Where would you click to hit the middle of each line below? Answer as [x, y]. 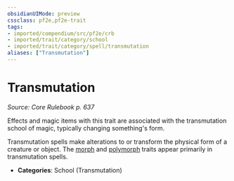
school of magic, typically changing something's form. [86, 128]
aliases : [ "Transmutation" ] [48, 53]
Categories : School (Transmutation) [70, 170]
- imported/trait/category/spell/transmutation [78, 46]
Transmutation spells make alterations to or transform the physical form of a [117, 142]
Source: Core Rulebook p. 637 [51, 107]
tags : [15, 27]
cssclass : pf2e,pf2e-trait [47, 20]
